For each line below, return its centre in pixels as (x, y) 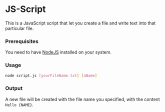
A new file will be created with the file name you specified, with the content (82, 99)
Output (14, 88)
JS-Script (25, 9)
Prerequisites (22, 41)
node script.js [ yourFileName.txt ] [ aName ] (51, 75)
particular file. (19, 28)
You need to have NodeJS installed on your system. (58, 52)
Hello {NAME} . (19, 104)
